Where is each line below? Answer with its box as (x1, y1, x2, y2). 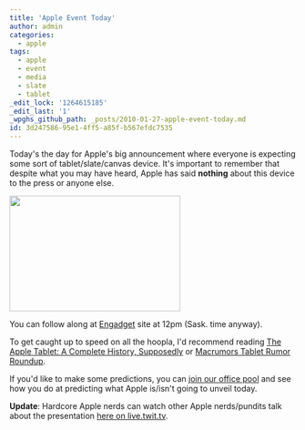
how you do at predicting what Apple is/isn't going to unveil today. (9, 384, 258, 394)
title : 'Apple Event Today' (9, 13, 117, 23)
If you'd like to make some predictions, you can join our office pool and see (9, 374, 291, 384)
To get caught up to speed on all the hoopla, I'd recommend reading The (9, 336, 282, 347)
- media (17, 73, 47, 82)
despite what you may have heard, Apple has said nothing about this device (9, 168, 295, 179)
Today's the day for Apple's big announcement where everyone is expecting (9, 148, 296, 159)
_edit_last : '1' (9, 107, 71, 116)
